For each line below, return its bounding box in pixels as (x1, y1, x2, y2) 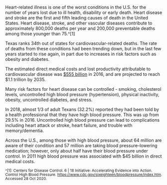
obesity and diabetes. (5, 56, 50, 62)
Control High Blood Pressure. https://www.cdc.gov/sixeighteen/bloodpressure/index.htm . (5, 172, 163, 178)
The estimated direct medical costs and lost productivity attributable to (5, 66, 151, 72)
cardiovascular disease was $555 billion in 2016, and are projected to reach (5, 71, 161, 77)
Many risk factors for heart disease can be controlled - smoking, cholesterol (5, 86, 162, 92)
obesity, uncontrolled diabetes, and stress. (5, 97, 93, 103)
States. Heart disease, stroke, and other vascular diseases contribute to (5, 20, 153, 26)
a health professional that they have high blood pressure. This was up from (5, 112, 160, 118)
